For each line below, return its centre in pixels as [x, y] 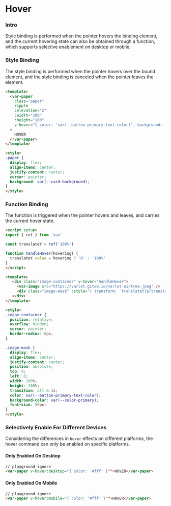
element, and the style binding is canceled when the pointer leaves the [79, 77]
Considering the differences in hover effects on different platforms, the [79, 438]
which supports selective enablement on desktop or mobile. [68, 47]
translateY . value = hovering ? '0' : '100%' [58, 258]
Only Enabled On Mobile [31, 483]
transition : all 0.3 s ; [34, 390]
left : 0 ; [19, 377]
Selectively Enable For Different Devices [56, 427]
